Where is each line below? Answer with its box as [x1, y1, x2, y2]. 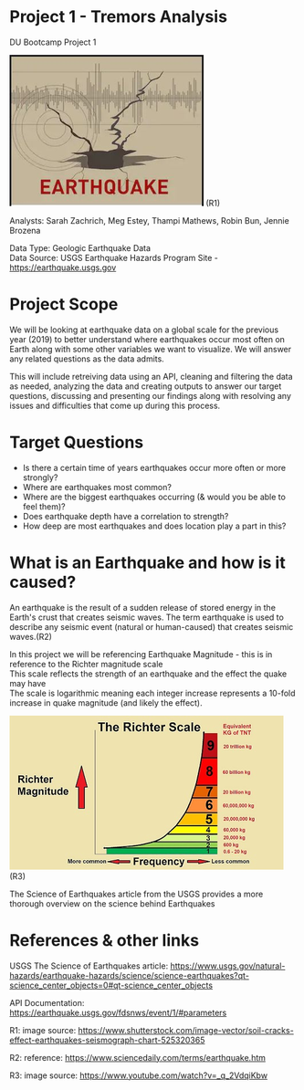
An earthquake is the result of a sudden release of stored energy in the [9, 602, 277, 613]
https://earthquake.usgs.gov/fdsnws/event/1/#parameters [9, 1007, 227, 1018]
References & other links [9, 929, 199, 950]
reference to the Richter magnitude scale [9, 658, 163, 669]
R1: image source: [9, 1024, 77, 1035]
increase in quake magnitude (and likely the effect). [9, 697, 203, 708]
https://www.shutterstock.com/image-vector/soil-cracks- [78, 1024, 294, 1035]
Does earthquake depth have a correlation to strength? [22, 510, 229, 521]
